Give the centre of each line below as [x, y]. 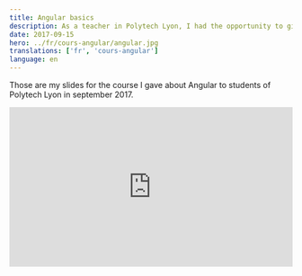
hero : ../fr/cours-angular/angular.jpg [84, 43]
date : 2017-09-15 [42, 34]
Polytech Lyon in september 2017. [71, 94]
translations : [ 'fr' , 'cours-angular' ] [84, 51]
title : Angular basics [52, 18]
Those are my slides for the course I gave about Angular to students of [140, 85]
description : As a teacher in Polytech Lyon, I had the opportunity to [146, 26]
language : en [34, 59]
